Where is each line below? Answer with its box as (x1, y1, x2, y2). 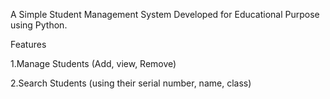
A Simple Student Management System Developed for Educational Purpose (10, 9, 320, 20)
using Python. (10, 19, 68, 31)
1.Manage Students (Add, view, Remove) (10, 58, 177, 69)
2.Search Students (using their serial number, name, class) (10, 77, 252, 89)
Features (10, 39, 47, 50)
